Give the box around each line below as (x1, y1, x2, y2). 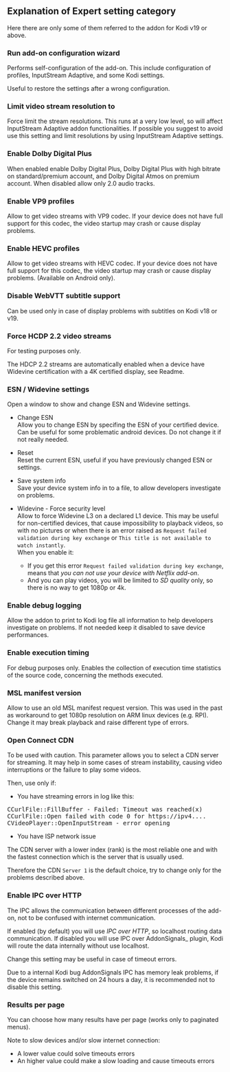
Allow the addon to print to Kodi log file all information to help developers (7, 616, 214, 625)
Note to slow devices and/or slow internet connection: (7, 1036, 160, 1044)
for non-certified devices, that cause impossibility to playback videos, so (16, 519, 223, 528)
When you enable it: (16, 548, 74, 557)
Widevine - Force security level (16, 504, 106, 513)
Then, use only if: (7, 779, 57, 788)
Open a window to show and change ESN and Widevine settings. (7, 400, 191, 408)
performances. (7, 631, 49, 639)
